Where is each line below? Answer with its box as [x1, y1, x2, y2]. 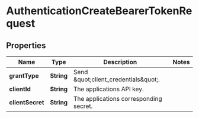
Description [103, 58, 137, 66]
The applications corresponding [73, 95, 162, 103]
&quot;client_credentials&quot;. [73, 75, 160, 84]
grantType [9, 72, 39, 79]
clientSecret [9, 98, 44, 106]
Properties [6, 40, 46, 50]
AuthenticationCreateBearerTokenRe [6, 4, 192, 18]
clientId [9, 85, 31, 93]
